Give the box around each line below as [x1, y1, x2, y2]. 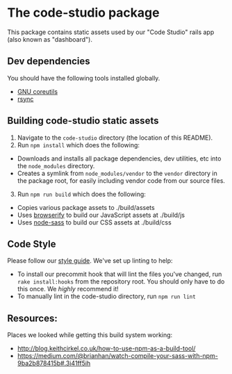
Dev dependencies [7, 56, 90, 67]
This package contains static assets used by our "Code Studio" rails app [7, 28, 215, 36]
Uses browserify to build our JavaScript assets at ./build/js [17, 211, 185, 219]
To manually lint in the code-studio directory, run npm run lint [17, 292, 196, 300]
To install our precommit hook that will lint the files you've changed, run [17, 270, 222, 279]
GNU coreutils [17, 87, 58, 95]
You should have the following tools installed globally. [7, 74, 160, 82]
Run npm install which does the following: [17, 140, 140, 149]
